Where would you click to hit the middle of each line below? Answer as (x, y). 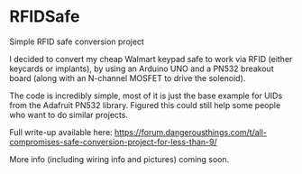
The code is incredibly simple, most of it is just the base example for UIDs (146, 96)
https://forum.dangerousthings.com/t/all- (191, 132)
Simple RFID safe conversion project (77, 41)
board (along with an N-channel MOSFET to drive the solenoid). (128, 78)
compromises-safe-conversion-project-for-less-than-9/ (114, 142)
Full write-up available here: (61, 132)
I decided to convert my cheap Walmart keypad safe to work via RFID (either (151, 59)
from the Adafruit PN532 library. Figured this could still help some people (145, 105)
